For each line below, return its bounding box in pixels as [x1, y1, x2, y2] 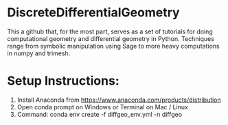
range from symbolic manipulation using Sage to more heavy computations [7, 42, 220, 50]
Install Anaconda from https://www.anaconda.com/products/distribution [16, 96, 221, 104]
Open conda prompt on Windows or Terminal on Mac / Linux [16, 102, 189, 111]
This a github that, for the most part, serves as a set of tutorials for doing [7, 27, 213, 36]
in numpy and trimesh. [7, 49, 71, 57]
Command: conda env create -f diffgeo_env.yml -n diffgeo [16, 110, 183, 118]
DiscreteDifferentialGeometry [7, 5, 180, 20]
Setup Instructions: [7, 73, 119, 89]
